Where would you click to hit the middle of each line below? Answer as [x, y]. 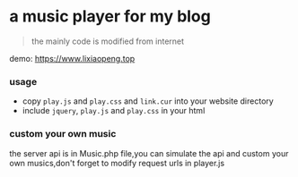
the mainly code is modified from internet [108, 41]
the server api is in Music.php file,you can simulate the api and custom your [149, 153]
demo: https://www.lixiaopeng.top [72, 58]
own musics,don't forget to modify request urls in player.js [117, 163]
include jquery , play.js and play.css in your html [114, 111]
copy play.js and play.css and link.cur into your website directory [148, 101]
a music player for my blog [110, 17]
